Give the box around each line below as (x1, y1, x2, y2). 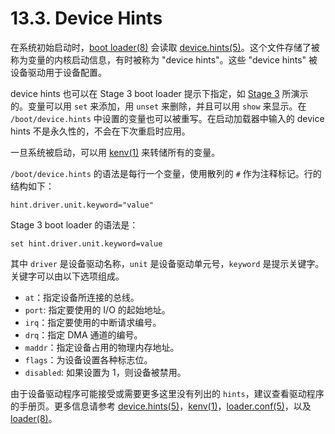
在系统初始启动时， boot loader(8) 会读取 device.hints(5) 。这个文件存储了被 (10, 41, 320, 53)
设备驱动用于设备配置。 (10, 66, 107, 78)
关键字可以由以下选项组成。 (10, 270, 125, 282)
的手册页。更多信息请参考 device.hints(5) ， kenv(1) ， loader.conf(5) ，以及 (10, 400, 312, 412)
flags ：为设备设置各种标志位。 (24, 353, 153, 366)
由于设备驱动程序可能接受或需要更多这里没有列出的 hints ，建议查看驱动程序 (10, 387, 325, 399)
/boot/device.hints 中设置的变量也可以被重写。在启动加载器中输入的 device (10, 112, 325, 124)
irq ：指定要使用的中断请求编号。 (24, 316, 162, 328)
